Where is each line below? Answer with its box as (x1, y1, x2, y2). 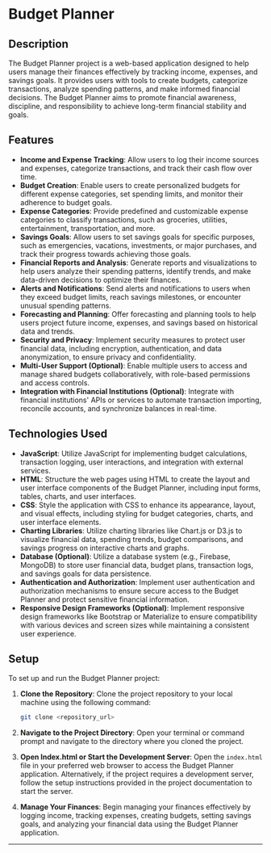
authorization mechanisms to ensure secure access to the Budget (19, 586, 240, 595)
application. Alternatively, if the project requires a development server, (19, 769, 254, 779)
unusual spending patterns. (19, 300, 111, 310)
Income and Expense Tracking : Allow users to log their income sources (19, 154, 260, 164)
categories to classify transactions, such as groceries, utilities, (19, 215, 228, 225)
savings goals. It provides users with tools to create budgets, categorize (8, 76, 248, 85)
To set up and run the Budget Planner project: (8, 674, 161, 683)
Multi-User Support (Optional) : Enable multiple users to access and (19, 360, 248, 370)
